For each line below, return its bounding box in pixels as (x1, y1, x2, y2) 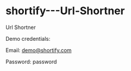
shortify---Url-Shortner (5, 4, 125, 18)
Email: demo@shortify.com (5, 46, 72, 54)
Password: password (5, 58, 57, 65)
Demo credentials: (5, 35, 51, 42)
